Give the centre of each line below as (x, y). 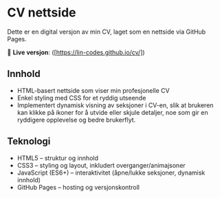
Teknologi (29, 141)
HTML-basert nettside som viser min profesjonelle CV (93, 90)
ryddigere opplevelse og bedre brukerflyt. (76, 120)
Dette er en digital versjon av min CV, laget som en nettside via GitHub (107, 32)
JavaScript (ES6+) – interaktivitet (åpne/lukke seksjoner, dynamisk (111, 173)
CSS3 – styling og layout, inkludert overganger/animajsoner (101, 165)
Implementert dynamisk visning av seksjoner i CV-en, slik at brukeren (115, 105)
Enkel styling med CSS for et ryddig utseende (81, 98)
